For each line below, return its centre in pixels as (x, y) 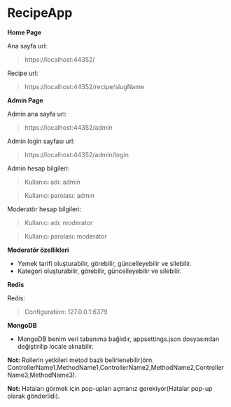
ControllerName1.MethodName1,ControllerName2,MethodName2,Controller (115, 367)
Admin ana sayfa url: (37, 114)
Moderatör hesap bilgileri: (44, 209)
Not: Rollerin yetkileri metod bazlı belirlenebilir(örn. (80, 360)
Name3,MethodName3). (42, 375)
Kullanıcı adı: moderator (58, 222)
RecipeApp (40, 13)
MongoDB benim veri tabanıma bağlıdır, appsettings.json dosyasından (118, 339)
